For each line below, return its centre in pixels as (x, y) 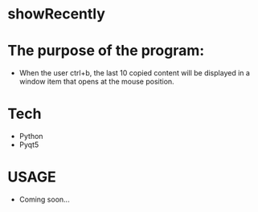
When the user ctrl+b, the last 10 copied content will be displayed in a (135, 73)
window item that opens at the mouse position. (96, 82)
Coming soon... (44, 199)
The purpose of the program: (106, 51)
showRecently (57, 14)
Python (31, 137)
